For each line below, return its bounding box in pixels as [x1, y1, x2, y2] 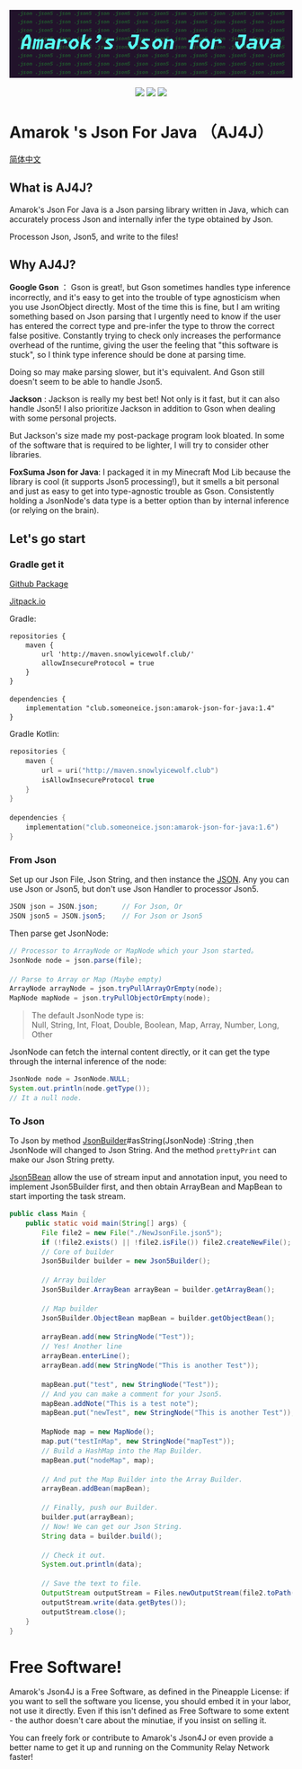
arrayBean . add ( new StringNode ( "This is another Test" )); [41, 1361, 259, 1371]
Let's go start [9, 531, 86, 547]
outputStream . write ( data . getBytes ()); [41, 1597, 187, 1607]
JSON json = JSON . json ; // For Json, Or [9, 902, 182, 911]
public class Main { [9, 1210, 87, 1219]
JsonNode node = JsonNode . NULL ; [9, 1075, 130, 1084]
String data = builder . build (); [41, 1532, 164, 1541]
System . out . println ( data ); [41, 1560, 143, 1569]
